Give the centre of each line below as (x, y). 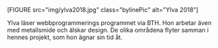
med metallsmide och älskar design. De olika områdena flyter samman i (108, 30)
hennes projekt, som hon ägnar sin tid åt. (65, 37)
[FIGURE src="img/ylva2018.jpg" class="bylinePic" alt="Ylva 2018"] (103, 10)
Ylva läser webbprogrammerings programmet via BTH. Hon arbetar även (109, 23)
